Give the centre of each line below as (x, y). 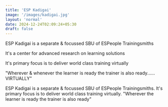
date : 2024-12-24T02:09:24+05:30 (41, 24)
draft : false (19, 29)
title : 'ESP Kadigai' (28, 10)
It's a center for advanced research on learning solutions (65, 53)
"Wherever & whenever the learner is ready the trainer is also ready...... (80, 73)
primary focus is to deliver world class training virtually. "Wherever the (80, 94)
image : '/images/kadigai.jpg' (38, 15)
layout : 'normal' (24, 19)
